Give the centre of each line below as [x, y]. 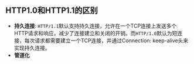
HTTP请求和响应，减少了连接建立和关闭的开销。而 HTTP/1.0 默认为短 [96, 33]
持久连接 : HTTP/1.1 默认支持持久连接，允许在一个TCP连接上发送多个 [95, 26]
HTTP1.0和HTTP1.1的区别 [52, 11]
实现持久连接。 [32, 48]
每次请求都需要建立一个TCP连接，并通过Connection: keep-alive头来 [106, 41]
